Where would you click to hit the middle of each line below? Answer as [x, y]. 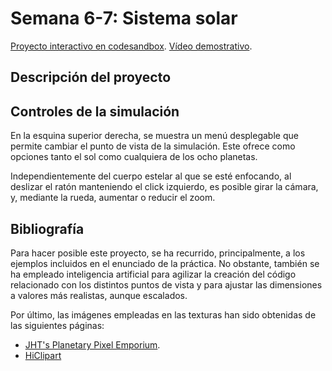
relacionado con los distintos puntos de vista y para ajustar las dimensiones [166, 284]
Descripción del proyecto [91, 77]
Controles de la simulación [95, 111]
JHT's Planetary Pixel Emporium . [92, 344]
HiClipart [43, 355]
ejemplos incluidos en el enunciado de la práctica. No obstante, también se [165, 263]
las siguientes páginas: [57, 325]
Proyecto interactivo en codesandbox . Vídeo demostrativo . [131, 46]
